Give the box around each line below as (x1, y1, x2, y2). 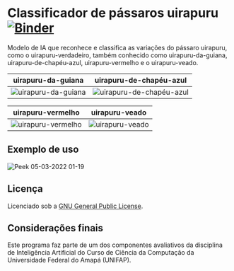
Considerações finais (7, 221, 104, 234)
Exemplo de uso (7, 144, 79, 156)
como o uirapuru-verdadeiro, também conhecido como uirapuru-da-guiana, (7, 51, 228, 59)
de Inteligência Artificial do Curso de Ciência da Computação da (7, 248, 194, 257)
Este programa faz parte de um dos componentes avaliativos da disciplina (7, 241, 223, 249)
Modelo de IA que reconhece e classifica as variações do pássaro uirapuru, (7, 43, 228, 52)
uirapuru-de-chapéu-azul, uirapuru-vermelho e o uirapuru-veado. (7, 58, 199, 67)
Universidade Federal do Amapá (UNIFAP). (7, 256, 131, 265)
